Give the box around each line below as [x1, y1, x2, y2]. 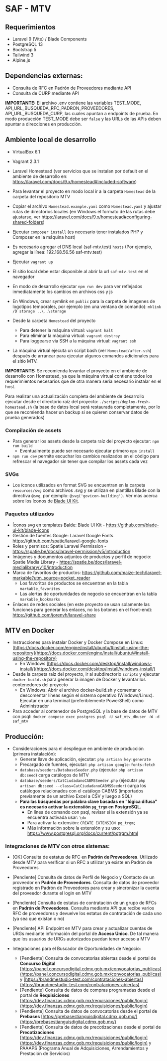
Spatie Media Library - [12, 559, 59, 565]
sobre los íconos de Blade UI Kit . [12, 498, 80, 504]
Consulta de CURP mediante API [12, 90, 80, 96]
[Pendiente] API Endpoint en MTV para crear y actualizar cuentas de [12, 925, 153, 931]
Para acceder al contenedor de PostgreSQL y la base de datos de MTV [12, 708, 158, 714]
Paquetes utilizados [5, 510, 54, 517]
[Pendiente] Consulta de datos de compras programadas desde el [19, 987, 156, 993]
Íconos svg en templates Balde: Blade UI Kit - [12, 522, 105, 528]
